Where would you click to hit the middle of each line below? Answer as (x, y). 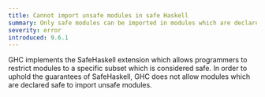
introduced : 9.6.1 (38, 37)
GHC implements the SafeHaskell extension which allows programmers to (128, 60)
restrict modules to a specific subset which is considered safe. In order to (128, 69)
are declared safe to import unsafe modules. (80, 85)
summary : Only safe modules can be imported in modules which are (119, 23)
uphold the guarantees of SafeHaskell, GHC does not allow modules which (129, 76)
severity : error (35, 30)
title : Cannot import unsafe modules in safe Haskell (99, 15)
